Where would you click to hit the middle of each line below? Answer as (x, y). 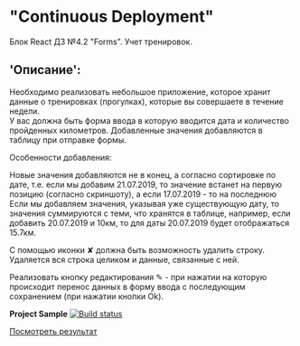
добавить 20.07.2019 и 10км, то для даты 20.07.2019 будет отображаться (150, 222)
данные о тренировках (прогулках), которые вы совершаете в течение (147, 101)
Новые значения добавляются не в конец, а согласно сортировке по (143, 174)
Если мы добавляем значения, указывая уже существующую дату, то (145, 203)
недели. (25, 111)
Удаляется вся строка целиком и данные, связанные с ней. (124, 259)
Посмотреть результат (53, 331)
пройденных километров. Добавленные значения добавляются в (136, 130)
